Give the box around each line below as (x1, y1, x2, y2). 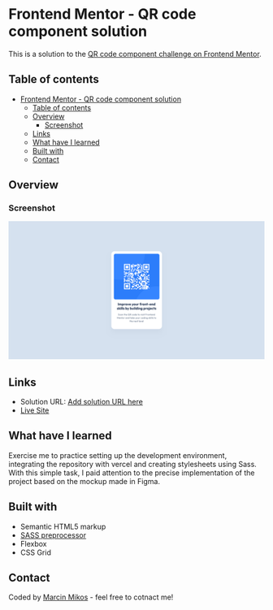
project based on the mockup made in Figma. (8, 476, 161, 486)
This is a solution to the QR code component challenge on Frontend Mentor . (8, 49, 262, 58)
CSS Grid (19, 547, 51, 557)
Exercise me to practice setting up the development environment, (8, 450, 227, 460)
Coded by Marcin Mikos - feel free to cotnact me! (8, 592, 174, 602)
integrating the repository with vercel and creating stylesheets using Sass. (8, 459, 258, 469)
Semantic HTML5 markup (19, 521, 106, 531)
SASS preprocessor (19, 530, 87, 540)
